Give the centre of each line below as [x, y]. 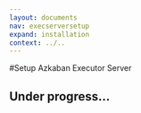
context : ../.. [37, 43]
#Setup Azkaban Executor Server [70, 68]
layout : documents [43, 17]
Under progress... [60, 96]
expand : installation [50, 34]
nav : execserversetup [50, 26]
